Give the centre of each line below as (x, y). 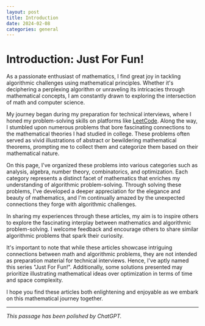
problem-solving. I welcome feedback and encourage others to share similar (103, 229)
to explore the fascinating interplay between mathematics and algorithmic (99, 223)
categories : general (33, 29)
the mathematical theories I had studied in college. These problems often (98, 134)
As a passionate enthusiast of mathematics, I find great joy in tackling (94, 77)
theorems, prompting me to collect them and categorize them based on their (102, 147)
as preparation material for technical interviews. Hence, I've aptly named (98, 260)
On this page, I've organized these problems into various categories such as (102, 165)
